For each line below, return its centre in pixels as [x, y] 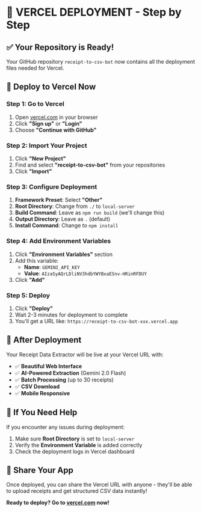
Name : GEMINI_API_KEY [52, 267]
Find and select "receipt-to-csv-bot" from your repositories [90, 165]
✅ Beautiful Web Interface [48, 366]
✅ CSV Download [37, 386]
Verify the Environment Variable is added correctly [79, 445]
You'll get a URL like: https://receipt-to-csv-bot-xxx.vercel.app [96, 321]
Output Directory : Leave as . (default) [63, 219]
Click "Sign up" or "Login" [48, 123]
